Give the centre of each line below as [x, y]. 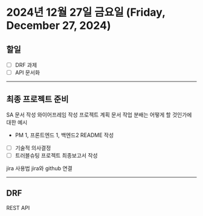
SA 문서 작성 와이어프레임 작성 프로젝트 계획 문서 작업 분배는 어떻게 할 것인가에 [99, 115]
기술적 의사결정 [33, 148]
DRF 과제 [26, 65]
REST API [18, 208]
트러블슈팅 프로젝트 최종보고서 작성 [56, 155]
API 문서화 [27, 72]
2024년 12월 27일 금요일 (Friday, [86, 12]
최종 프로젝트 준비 [37, 99]
